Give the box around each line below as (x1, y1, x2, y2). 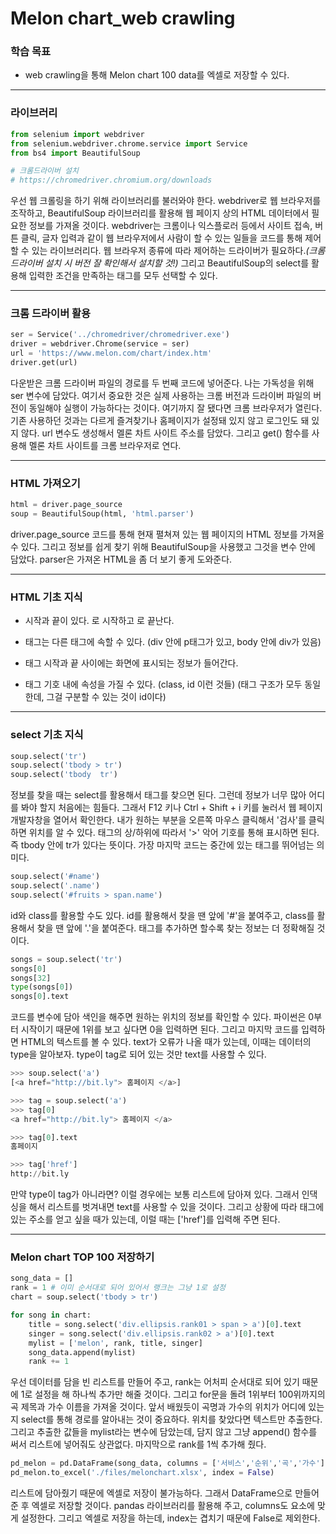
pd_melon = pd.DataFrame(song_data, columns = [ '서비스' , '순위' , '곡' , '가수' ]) (10, 1458, 330, 1469)
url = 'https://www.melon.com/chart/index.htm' (10, 348, 213, 359)
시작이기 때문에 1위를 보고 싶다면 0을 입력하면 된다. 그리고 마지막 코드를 (20, 1023, 300, 1036)
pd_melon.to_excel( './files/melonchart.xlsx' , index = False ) (10, 1468, 275, 1478)
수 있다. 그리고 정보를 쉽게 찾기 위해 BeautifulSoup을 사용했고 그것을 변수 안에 (10, 541, 316, 552)
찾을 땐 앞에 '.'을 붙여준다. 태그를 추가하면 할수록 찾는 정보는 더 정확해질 (36, 922, 315, 934)
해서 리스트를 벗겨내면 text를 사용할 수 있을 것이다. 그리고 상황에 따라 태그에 (28, 1201, 325, 1213)
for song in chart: (10, 1310, 92, 1321)
